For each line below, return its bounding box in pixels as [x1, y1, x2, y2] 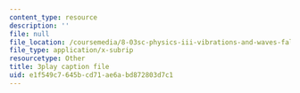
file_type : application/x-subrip [9, 46, 134, 55]
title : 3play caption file [9, 63, 110, 72]
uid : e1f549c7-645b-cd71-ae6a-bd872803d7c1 [9, 71, 174, 80]
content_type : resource [9, 12, 98, 22]
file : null [9, 29, 50, 38]
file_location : [9, 37, 66, 47]
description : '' [9, 21, 70, 30]
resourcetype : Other [9, 54, 87, 63]
